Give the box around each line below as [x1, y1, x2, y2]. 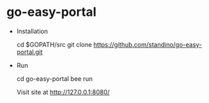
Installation [16, 27, 49, 35]
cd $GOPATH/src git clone [16, 40, 92, 48]
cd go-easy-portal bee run [16, 74, 93, 83]
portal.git [16, 48, 43, 56]
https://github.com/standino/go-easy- [93, 40, 202, 48]
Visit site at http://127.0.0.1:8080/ [16, 88, 110, 96]
